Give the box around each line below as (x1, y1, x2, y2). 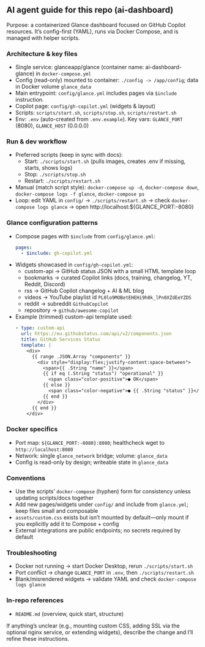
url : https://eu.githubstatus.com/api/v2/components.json (21, 331, 172, 337)
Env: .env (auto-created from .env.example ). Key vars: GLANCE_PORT (15, 116, 183, 123)
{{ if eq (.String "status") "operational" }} (42, 371, 164, 377)
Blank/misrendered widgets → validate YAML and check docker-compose (15, 575, 197, 583)
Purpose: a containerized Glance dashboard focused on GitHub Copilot (6, 21, 186, 28)
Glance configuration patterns (6, 219, 99, 227)
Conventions (6, 474, 46, 482)
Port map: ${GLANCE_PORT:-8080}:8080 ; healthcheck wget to (15, 439, 165, 446)
